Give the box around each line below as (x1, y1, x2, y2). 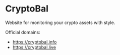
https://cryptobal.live (12, 44, 56, 50)
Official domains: (5, 29, 40, 35)
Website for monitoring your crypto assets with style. (5, 19, 115, 25)
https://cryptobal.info (12, 38, 57, 45)
